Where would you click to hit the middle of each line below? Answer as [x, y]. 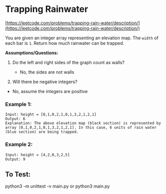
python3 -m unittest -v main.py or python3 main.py [58, 186]
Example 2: [19, 144]
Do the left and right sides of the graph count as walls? [68, 62]
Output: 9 [15, 159]
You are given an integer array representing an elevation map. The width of [82, 38]
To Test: [18, 174]
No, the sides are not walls [47, 72]
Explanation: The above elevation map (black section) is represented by [83, 123]
